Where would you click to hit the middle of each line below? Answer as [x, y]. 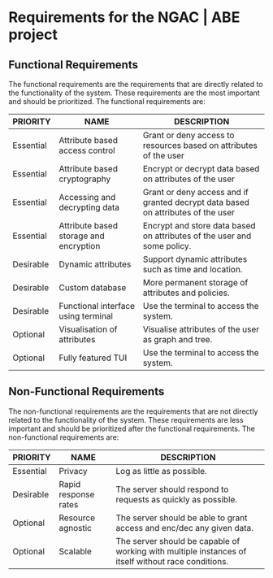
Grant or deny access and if [196, 192]
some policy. [167, 246]
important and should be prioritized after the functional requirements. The [132, 428]
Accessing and [87, 197]
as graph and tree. [178, 339]
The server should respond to [172, 489]
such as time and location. [193, 269]
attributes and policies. [186, 293]
